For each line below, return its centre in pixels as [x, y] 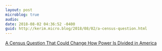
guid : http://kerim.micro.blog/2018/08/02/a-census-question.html [76, 29]
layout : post [19, 10]
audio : [12, 19]
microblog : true [22, 15]
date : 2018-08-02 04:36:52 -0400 [40, 24]
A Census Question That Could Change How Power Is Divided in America [81, 43]
